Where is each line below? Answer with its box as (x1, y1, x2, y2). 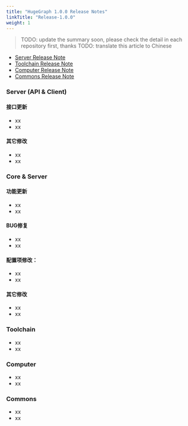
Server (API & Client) (6, 87, 67, 96)
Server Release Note (14, 54, 65, 61)
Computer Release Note (14, 67, 74, 74)
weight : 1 (6, 20, 31, 26)
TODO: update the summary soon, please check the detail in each (20, 36, 183, 43)
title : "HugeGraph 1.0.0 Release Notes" (6, 8, 108, 15)
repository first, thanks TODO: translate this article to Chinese (20, 42, 172, 49)
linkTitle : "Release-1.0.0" (6, 14, 76, 20)
